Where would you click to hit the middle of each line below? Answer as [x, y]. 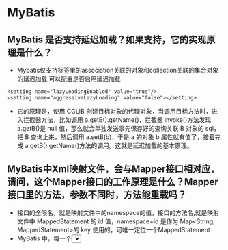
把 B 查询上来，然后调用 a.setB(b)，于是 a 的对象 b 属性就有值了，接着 [116, 137]
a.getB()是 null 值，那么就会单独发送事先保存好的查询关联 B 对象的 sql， [118, 128]
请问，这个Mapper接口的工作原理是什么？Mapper [113, 182]
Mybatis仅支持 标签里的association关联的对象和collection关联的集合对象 [118, 70]
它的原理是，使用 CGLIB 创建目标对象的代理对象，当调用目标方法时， [114, 111]
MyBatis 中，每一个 [44, 238]
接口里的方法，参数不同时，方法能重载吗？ [97, 195]
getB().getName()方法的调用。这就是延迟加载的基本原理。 [111, 146]
